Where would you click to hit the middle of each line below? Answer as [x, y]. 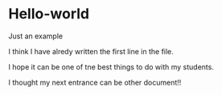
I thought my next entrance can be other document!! [95, 82]
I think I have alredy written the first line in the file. [91, 51]
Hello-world [49, 14]
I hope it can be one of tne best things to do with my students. [111, 67]
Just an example [35, 36]
